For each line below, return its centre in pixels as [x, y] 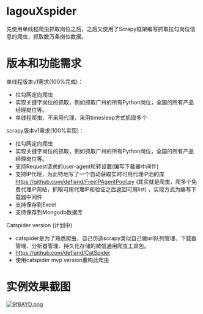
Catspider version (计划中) [39, 225]
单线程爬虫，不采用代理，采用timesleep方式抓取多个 [81, 117]
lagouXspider [42, 11]
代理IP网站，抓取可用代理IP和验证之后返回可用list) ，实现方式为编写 [106, 189]
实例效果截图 [39, 287]
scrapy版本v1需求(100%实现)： [45, 130]
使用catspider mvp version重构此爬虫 [62, 260]
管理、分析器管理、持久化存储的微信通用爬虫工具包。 [82, 246]
